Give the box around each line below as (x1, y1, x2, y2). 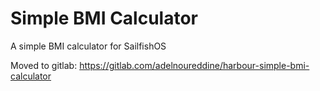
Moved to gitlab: (10, 59, 78, 71)
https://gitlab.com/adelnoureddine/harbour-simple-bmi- (79, 59, 310, 71)
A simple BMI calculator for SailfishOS (10, 40, 167, 52)
